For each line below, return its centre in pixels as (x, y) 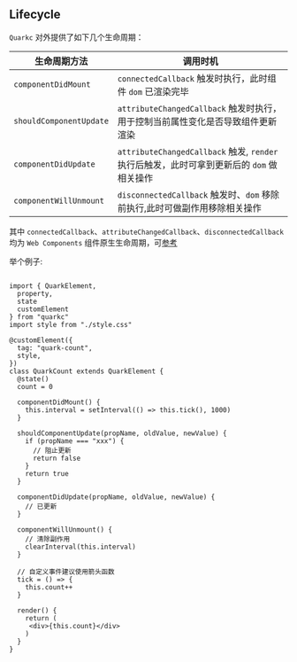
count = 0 (35, 386)
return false (57, 458)
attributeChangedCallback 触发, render (198, 152)
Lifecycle (35, 15)
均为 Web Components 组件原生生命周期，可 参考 (94, 242)
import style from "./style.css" (71, 324)
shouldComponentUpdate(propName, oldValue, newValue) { (122, 433)
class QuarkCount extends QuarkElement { (87, 371)
